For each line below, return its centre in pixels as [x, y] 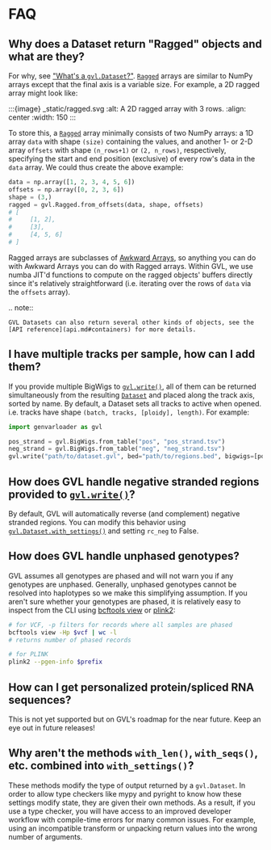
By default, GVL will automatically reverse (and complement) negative [124, 513]
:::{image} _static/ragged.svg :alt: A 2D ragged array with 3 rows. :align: [127, 109]
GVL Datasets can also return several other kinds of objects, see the [131, 322]
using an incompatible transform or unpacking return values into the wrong [133, 828]
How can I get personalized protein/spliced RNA [131, 687]
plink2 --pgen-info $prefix [56, 662]
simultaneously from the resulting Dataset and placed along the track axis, [132, 395]
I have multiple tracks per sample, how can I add [132, 354]
